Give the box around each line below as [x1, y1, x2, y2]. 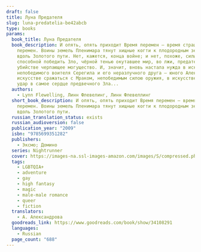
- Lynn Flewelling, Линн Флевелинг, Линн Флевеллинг [17, 92, 151, 98]
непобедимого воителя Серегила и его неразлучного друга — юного [17, 70, 184, 76]
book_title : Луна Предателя [11, 36, 82, 42]
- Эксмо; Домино [17, 142, 58, 148]
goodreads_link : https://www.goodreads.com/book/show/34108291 [11, 220, 172, 226]
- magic [17, 186, 36, 192]
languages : [11, 225, 39, 231]
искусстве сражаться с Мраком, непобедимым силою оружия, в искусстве [17, 75, 197, 81]
